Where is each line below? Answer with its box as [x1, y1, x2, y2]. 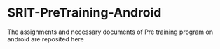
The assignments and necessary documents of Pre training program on [7, 28, 214, 36]
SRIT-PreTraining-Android [7, 5, 162, 21]
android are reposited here [7, 35, 84, 43]
